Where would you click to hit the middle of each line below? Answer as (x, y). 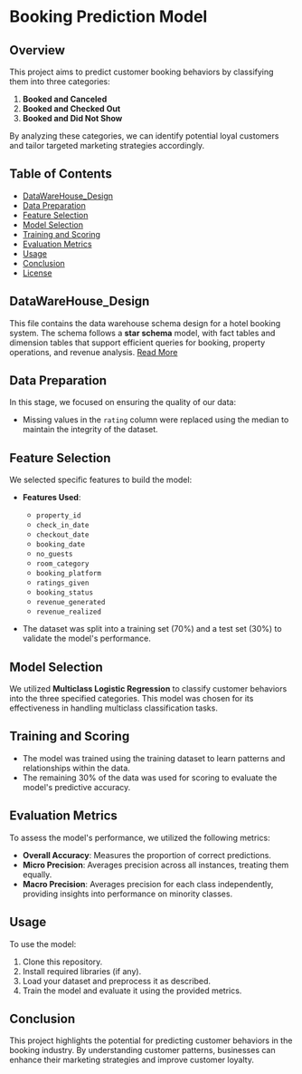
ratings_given (62, 583)
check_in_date (62, 526)
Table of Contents (61, 174)
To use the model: (43, 943)
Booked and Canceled (65, 99)
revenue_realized (69, 612)
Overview (38, 50)
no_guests (55, 555)
